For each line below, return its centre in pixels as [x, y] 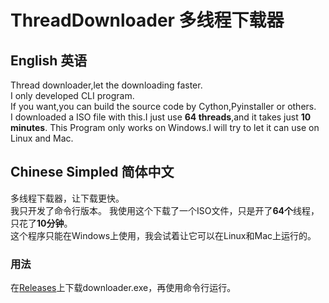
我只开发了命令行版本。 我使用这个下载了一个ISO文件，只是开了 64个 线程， [165, 210]
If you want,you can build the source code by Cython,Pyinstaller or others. [163, 106]
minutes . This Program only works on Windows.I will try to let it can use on [165, 127]
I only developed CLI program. [72, 95]
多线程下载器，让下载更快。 [67, 198]
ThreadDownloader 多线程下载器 [147, 20]
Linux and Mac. [42, 138]
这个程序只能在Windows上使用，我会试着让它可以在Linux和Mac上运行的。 [163, 235]
